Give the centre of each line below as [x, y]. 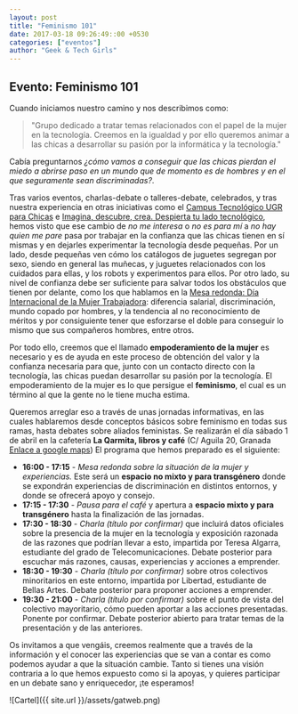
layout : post [33, 17]
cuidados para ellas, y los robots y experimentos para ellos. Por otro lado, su [149, 273]
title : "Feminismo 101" [53, 26]
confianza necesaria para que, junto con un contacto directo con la [132, 366]
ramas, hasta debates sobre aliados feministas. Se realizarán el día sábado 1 [149, 430]
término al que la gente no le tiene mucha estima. [100, 394]
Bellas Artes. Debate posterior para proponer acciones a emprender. [148, 589]
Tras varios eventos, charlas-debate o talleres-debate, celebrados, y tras [143, 198]
